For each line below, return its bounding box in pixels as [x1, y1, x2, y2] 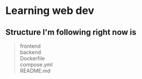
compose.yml [19, 61, 53, 68]
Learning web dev [5, 4, 95, 17]
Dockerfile [19, 55, 45, 62]
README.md [19, 67, 51, 74]
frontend [19, 42, 41, 49]
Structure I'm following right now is [5, 27, 137, 37]
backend [19, 49, 41, 56]
